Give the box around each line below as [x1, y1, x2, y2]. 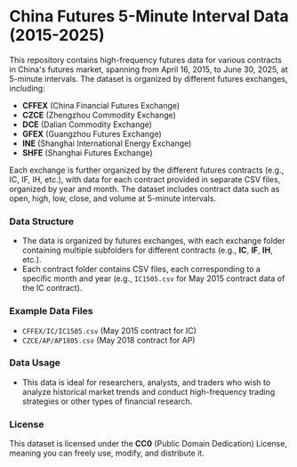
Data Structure [9, 215, 75, 228]
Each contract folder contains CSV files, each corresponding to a [21, 264, 261, 275]
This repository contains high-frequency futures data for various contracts [9, 54, 283, 65]
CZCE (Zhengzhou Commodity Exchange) [21, 109, 176, 120]
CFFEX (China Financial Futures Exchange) [21, 100, 181, 110]
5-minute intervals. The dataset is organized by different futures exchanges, [9, 73, 288, 84]
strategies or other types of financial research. [21, 396, 193, 407]
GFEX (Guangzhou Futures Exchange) [21, 128, 162, 139]
